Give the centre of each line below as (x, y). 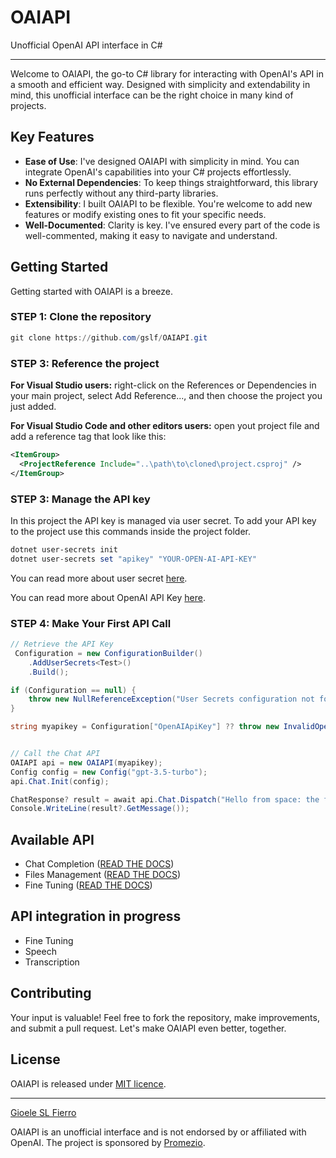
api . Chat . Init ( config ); (60, 781)
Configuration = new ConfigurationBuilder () (108, 653)
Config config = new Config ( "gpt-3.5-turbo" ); (109, 772)
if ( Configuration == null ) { (73, 690)
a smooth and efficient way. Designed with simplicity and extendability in (160, 84)
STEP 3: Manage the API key (80, 499)
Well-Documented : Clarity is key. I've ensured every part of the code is (172, 225)
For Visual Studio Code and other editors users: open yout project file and (165, 426)
